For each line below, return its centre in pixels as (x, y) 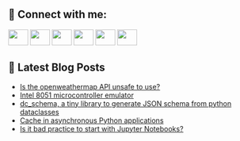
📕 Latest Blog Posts (57, 68)
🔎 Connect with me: (57, 15)
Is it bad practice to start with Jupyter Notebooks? (101, 128)
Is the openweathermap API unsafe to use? (90, 86)
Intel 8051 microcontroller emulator (77, 95)
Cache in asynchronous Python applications (91, 120)
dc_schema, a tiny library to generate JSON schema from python (126, 103)
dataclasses (39, 112)
